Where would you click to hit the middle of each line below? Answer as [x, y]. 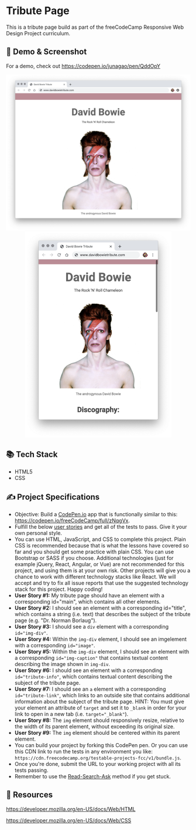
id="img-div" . [31, 633]
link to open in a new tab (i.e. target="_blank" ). [71, 714]
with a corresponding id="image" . [55, 645]
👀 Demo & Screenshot [47, 52]
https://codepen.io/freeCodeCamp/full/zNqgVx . [72, 520]
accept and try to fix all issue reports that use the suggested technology [102, 583]
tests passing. [31, 770]
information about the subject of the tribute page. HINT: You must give [99, 701]
